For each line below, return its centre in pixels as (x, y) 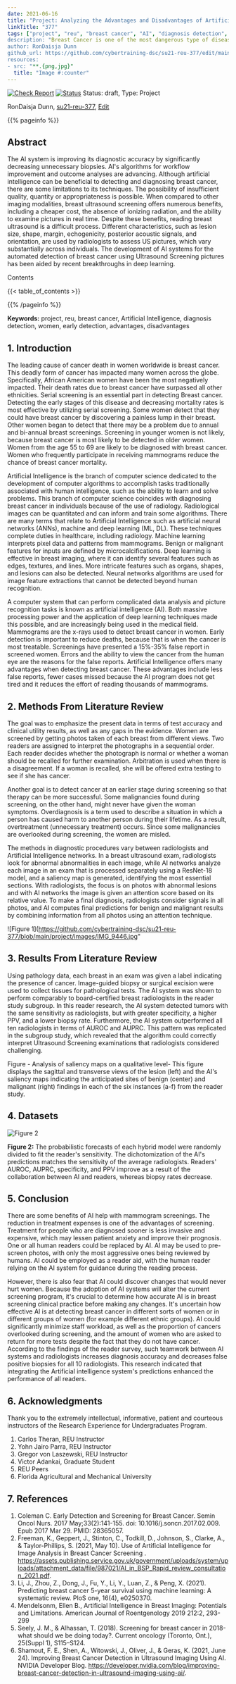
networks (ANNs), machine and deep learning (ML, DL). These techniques (115, 528)
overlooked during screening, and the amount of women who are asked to (114, 1334)
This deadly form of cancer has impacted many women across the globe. (113, 373)
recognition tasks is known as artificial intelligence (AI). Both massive (107, 609)
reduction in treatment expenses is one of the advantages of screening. (111, 1223)
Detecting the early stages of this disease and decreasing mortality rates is (116, 403)
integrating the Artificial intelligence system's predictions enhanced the (110, 1371)
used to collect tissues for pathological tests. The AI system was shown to (114, 990)
